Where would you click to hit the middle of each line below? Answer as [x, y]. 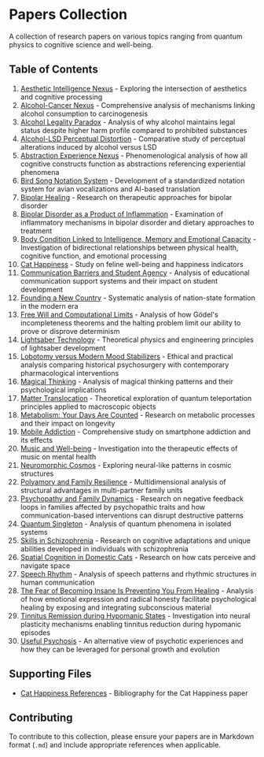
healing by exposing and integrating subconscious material [115, 607]
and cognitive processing [61, 97]
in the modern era [49, 306]
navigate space [45, 566]
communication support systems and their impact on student [119, 280]
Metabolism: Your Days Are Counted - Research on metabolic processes [137, 414]
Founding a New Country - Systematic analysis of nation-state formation [138, 298]
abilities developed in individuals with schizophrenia [104, 548]
